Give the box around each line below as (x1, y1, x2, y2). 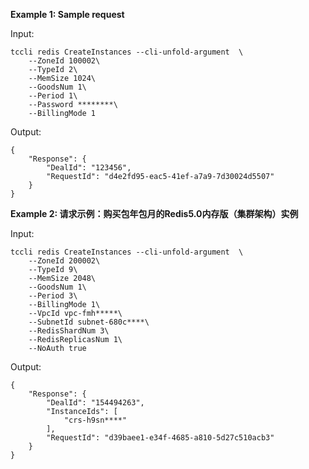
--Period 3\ (28, 291, 78, 301)
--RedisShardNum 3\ (28, 326, 110, 336)
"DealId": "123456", (46, 163, 132, 173)
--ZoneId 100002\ (28, 56, 101, 66)
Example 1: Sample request (10, 9, 125, 20)
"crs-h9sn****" (63, 415, 128, 425)
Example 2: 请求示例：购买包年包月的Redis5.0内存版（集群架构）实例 (10, 208, 299, 219)
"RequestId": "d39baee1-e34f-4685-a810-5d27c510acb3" (46, 433, 275, 443)
